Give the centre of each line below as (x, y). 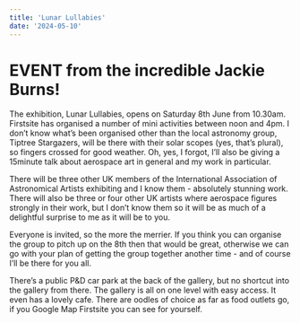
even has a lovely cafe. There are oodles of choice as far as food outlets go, (150, 300)
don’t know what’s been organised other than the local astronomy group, (143, 133)
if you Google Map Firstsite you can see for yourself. (106, 310)
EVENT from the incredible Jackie (137, 70)
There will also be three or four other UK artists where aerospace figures (143, 198)
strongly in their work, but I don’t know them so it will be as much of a (137, 208)
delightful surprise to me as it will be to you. (90, 217)
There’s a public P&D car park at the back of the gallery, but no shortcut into (149, 281)
